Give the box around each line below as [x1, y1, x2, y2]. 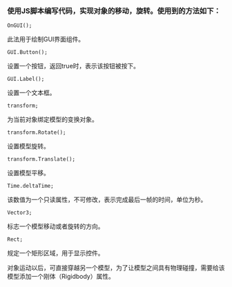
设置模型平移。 [7, 169, 50, 177]
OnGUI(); [7, 22, 32, 29]
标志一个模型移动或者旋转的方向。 [7, 222, 104, 230]
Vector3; [7, 209, 32, 217]
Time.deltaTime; [7, 183, 54, 190]
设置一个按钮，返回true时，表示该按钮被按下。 [7, 62, 140, 70]
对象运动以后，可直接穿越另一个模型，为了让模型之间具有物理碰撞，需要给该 [7, 264, 225, 272]
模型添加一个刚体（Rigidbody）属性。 [7, 273, 115, 281]
